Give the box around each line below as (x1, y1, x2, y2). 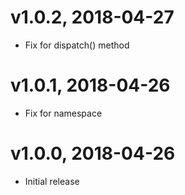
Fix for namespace (24, 107, 103, 119)
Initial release (24, 175, 80, 187)
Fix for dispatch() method (24, 39, 130, 51)
